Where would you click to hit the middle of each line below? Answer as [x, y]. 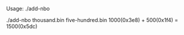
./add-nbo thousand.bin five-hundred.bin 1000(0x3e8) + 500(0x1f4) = [92, 20]
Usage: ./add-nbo [28, 9]
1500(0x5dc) [22, 26]
